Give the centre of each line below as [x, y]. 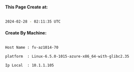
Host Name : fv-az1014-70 [32, 48]
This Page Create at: [26, 7]
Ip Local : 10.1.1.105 [30, 66]
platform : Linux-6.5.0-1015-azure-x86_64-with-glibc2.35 [67, 57]
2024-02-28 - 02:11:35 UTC [33, 22]
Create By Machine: [26, 33]
